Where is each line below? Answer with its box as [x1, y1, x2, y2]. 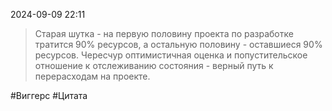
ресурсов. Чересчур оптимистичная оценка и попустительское [34, 49, 308, 61]
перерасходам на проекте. [34, 70, 151, 82]
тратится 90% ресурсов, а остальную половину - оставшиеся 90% [34, 39, 323, 50]
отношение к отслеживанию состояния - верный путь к [34, 60, 274, 71]
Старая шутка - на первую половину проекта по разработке [34, 28, 294, 39]
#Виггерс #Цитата [10, 90, 88, 101]
